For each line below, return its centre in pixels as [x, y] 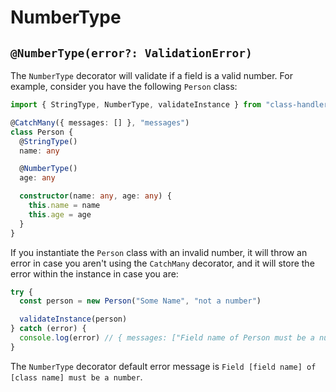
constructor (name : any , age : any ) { [95, 196]
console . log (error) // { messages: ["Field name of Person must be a [167, 338]
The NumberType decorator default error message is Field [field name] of [163, 366]
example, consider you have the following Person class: [124, 86]
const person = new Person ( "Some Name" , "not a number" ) [140, 301]
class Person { [42, 132]
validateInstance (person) [73, 319]
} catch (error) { [48, 329]
